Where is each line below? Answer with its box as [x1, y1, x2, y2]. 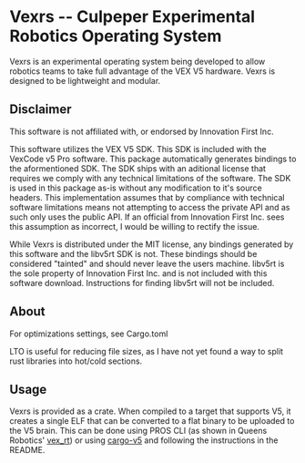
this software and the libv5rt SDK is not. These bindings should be [9, 248, 258, 259]
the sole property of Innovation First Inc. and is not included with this [9, 267, 268, 279]
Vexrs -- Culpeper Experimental [9, 6, 256, 27]
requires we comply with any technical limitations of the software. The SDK [9, 172, 291, 183]
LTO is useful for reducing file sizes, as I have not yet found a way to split [9, 345, 284, 356]
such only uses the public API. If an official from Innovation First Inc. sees [9, 211, 285, 222]
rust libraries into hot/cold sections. [9, 355, 143, 366]
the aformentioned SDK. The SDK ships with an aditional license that [9, 162, 267, 174]
